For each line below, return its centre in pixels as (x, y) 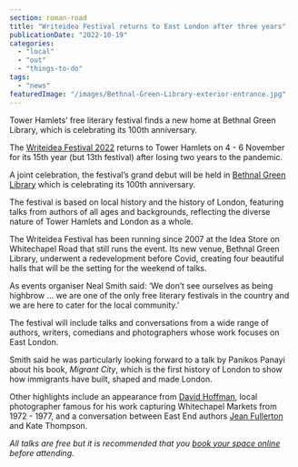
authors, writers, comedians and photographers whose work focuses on (144, 332)
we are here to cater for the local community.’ (94, 305)
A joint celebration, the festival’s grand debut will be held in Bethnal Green (148, 175)
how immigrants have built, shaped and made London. (111, 379)
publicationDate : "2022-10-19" (69, 35)
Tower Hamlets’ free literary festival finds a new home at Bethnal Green (143, 120)
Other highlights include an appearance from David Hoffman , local (134, 396)
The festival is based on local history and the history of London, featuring (147, 202)
